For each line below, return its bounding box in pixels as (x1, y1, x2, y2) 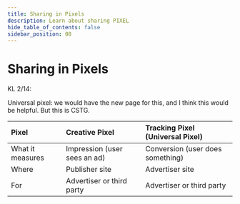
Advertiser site (145, 165, 194, 175)
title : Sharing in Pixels (7, 10, 84, 18)
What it (11, 144, 35, 154)
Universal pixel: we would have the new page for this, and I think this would (7, 98, 229, 107)
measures (11, 153, 44, 163)
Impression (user (66, 144, 123, 154)
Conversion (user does (145, 144, 222, 154)
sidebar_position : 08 (7, 30, 72, 38)
